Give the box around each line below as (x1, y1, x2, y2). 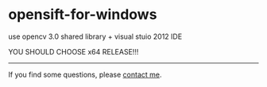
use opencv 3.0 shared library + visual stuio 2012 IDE (8, 32, 183, 41)
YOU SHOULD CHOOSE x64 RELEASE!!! (8, 47, 139, 56)
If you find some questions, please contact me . (8, 70, 162, 79)
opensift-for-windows (8, 6, 157, 24)
